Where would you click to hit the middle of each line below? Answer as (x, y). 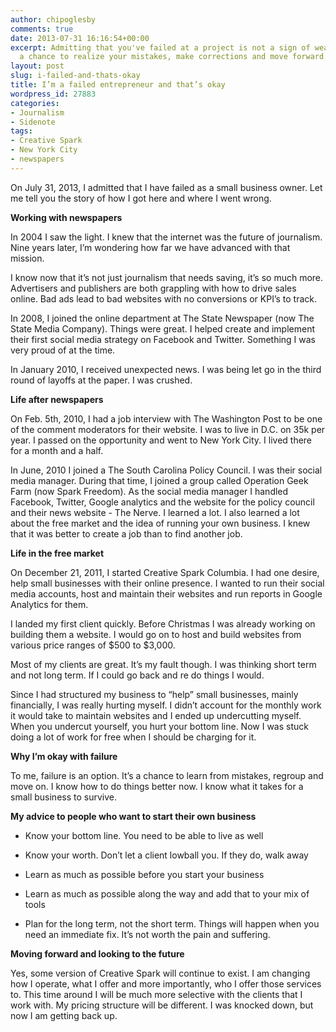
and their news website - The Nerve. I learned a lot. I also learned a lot (155, 512)
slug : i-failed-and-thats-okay (75, 76)
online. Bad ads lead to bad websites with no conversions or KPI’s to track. (164, 298)
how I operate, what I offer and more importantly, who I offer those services (166, 983)
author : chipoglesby (53, 19)
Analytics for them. (49, 604)
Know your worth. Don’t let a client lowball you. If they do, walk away (166, 855)
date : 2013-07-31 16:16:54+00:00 (80, 38)
